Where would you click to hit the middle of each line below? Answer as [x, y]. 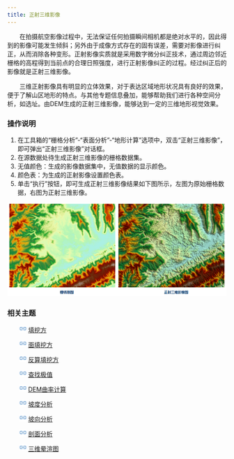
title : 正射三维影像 [34, 15]
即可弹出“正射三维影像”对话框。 [63, 148]
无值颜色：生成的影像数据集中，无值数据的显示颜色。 [94, 166]
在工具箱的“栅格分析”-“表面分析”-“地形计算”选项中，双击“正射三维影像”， [122, 140]
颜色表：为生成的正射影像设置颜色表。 [72, 175]
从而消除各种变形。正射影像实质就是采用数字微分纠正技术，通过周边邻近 [123, 54]
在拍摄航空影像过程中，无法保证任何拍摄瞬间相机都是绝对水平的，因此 [120, 36]
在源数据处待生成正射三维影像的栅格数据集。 [81, 157]
